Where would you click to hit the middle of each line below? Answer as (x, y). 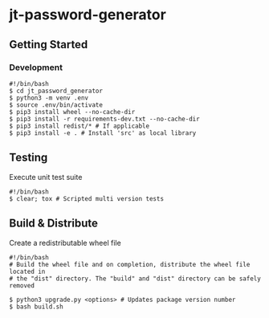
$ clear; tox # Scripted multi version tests (86, 198)
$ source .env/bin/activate (56, 105)
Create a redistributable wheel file (65, 243)
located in (27, 271)
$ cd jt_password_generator (56, 91)
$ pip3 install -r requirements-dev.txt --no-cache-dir (104, 119)
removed (22, 285)
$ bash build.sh (36, 307)
